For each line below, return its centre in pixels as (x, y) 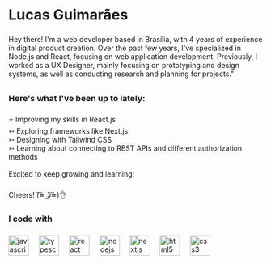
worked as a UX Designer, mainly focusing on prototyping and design (124, 66)
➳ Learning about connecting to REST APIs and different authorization (125, 148)
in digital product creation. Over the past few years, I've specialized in (125, 48)
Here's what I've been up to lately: (77, 98)
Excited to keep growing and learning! (72, 174)
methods (23, 157)
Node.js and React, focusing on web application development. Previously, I (133, 57)
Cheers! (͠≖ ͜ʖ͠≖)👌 (38, 195)
